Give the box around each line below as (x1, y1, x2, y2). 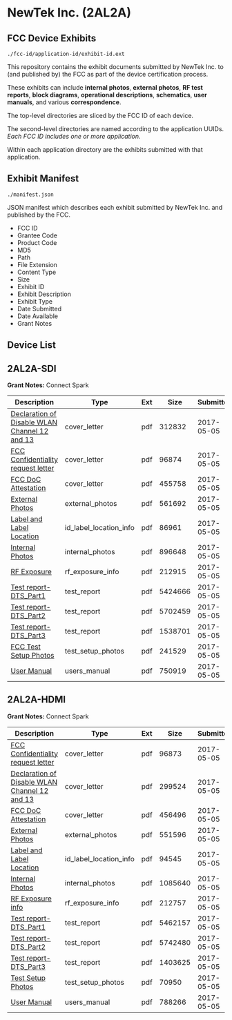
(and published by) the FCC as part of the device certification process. (7, 70, 209, 78)
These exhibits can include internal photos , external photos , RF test (7, 84, 204, 91)
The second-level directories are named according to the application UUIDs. (7, 125, 224, 133)
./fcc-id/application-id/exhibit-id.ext (7, 50, 126, 57)
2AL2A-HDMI (7, 694, 66, 705)
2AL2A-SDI (7, 362, 57, 374)
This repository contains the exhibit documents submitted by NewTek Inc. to (7, 63, 224, 70)
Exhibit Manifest (7, 173, 79, 184)
